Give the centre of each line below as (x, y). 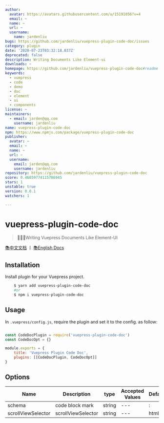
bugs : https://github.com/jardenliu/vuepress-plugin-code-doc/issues (77, 42)
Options (18, 377)
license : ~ (16, 110)
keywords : (15, 73)
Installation (22, 265)
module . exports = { (25, 348)
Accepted (133, 391)
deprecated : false (24, 55)
